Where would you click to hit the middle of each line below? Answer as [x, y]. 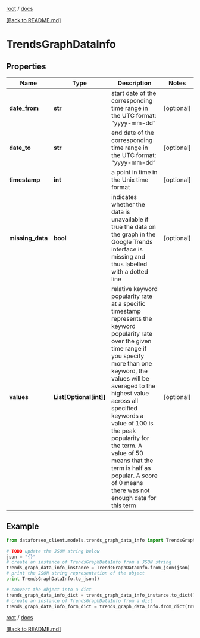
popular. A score [134, 476]
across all [125, 401]
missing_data [29, 238]
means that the [132, 461]
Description [135, 83]
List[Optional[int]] [79, 397]
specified [124, 408]
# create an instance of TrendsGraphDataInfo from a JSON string [89, 562]
